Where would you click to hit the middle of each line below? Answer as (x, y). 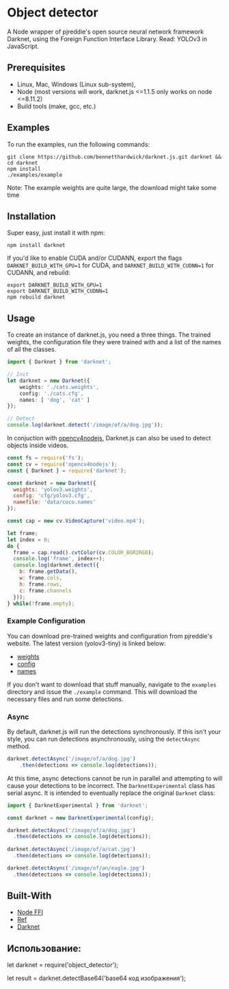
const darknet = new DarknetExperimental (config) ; (81, 818)
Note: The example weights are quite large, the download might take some (112, 187)
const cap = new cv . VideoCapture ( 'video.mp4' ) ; (76, 521)
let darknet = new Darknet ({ (49, 381)
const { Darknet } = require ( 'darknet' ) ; (67, 470)
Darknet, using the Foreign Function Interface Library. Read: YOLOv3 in (107, 38)
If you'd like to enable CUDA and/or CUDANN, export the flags (95, 258)
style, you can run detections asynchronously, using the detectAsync (104, 739)
